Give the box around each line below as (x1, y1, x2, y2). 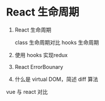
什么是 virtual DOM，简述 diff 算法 (14, 75, 98, 83)
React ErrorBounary (14, 63, 63, 70)
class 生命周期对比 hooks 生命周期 (14, 39, 99, 46)
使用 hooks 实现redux (14, 51, 68, 58)
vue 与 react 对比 (6, 88, 48, 95)
